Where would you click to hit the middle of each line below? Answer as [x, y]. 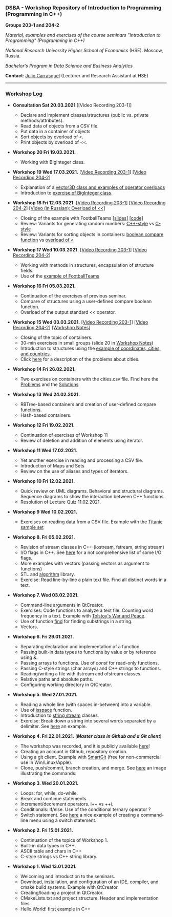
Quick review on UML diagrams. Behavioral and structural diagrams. [92, 491]
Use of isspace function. [46, 710]
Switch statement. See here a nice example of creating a [80, 815]
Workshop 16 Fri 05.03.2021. [44, 286]
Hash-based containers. [46, 415]
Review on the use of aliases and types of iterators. [74, 471]
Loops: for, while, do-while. [49, 793]
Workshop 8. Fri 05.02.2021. [44, 537]
